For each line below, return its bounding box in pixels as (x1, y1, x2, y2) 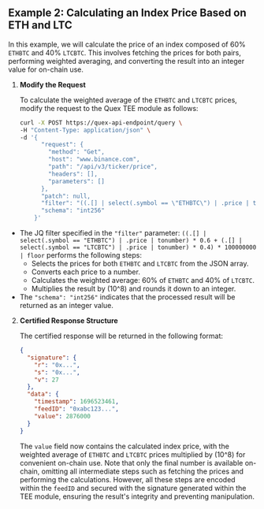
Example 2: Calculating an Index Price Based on (8, 6, 247, 20)
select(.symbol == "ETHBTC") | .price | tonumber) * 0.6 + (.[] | (19, 236, 243, 245)
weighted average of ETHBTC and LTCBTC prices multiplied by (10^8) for (19, 449, 246, 459)
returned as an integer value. (19, 301, 114, 310)
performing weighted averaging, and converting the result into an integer (8, 56, 245, 65)
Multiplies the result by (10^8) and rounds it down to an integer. (31, 284, 236, 294)
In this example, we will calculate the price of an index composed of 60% (8, 39, 246, 49)
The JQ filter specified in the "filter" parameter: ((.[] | (19, 228, 207, 238)
